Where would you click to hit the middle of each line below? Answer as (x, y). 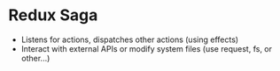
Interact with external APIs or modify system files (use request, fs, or (146, 48)
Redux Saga (53, 15)
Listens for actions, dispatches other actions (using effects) (130, 39)
